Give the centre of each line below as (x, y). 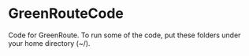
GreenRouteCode (66, 14)
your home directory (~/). (49, 43)
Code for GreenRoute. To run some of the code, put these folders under (124, 35)
